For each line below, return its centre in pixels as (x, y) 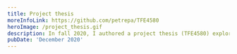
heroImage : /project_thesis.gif (55, 27)
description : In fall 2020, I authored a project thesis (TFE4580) (109, 33)
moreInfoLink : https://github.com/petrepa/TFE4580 (83, 20)
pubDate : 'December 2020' (45, 40)
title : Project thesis (41, 14)
